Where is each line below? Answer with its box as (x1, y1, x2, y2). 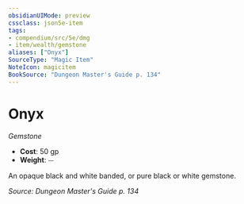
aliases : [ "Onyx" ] (8, 48, 69, 56)
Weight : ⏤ (19, 155, 54, 164)
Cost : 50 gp (19, 146, 59, 156)
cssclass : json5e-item (8, 19, 83, 27)
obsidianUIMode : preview (8, 11, 90, 20)
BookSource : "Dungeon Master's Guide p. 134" (8, 71, 161, 79)
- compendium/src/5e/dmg (8, 33, 90, 42)
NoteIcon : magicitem (8, 64, 77, 71)
